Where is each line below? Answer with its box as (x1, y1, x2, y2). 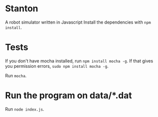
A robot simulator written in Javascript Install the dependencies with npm (5, 19, 151, 25)
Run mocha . (5, 72, 27, 79)
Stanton (5, 3, 38, 14)
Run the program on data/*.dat (5, 90, 132, 101)
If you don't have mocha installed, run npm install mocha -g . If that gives (5, 58, 154, 64)
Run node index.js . (5, 106, 44, 112)
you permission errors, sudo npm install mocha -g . (5, 63, 109, 69)
